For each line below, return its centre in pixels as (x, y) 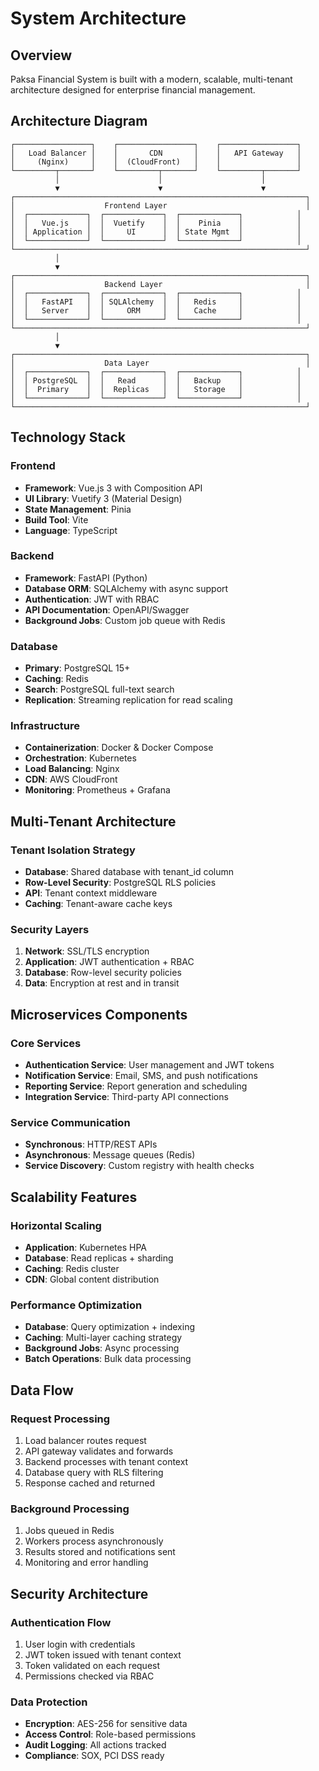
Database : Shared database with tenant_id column (129, 872)
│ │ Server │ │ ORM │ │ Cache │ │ (156, 310)
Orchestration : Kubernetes (80, 758)
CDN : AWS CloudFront (71, 779)
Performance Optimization (76, 1305)
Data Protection (49, 1702)
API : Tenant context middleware (91, 893)
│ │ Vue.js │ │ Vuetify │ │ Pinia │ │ (156, 223)
